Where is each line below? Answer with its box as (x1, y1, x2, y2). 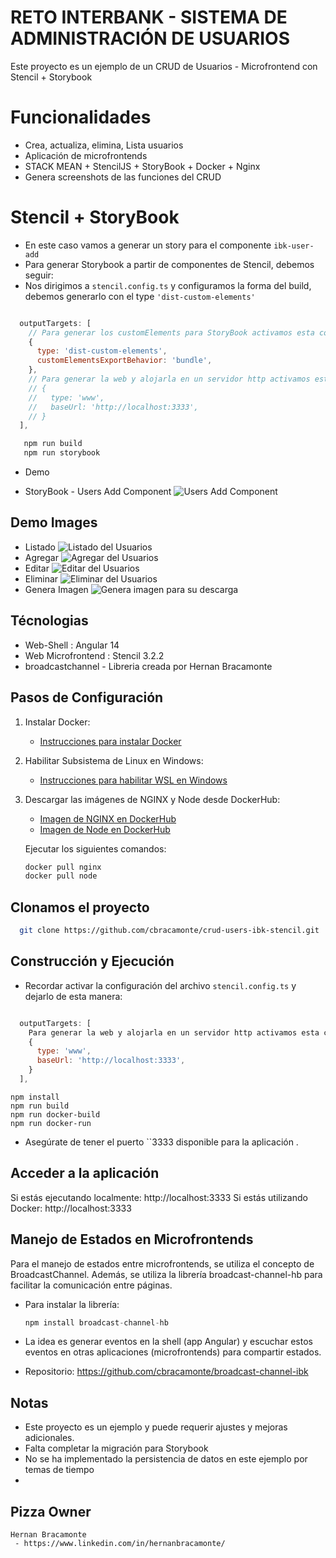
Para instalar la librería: (24, 1298, 120, 1310)
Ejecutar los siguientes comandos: (24, 842, 167, 855)
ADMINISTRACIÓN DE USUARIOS (10, 27, 291, 50)
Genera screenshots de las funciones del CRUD (24, 171, 222, 183)
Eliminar (24, 572, 59, 585)
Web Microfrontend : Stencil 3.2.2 (24, 649, 165, 661)
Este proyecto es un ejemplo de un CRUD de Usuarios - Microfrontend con (10, 60, 318, 72)
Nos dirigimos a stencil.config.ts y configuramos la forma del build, (24, 279, 312, 291)
